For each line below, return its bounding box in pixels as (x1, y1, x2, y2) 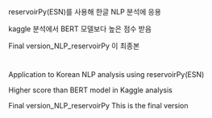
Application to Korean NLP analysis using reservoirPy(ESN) (8, 70, 205, 79)
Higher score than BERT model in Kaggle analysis (8, 85, 173, 95)
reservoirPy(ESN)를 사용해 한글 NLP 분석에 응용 (8, 7, 161, 16)
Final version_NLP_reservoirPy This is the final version (8, 101, 189, 111)
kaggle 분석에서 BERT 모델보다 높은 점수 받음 (8, 24, 152, 34)
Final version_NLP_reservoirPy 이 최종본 (8, 41, 140, 51)
